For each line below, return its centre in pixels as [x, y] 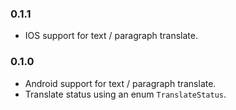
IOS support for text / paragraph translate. [111, 36]
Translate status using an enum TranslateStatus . [125, 94]
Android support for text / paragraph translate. [120, 83]
